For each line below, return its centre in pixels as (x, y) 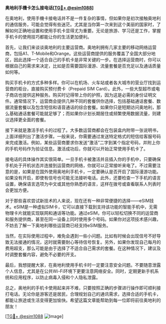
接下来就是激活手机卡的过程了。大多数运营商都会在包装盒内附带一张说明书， (83, 130)
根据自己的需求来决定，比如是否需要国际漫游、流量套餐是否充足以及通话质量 (83, 66)
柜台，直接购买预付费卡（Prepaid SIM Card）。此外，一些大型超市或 (87, 89)
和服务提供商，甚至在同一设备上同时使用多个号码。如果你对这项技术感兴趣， (83, 219)
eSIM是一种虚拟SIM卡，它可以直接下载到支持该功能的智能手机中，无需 (85, 207)
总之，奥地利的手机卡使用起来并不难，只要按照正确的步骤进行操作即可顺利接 (83, 288)
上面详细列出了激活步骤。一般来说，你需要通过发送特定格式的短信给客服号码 (83, 136)
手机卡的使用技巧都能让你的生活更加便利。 (48, 37)
